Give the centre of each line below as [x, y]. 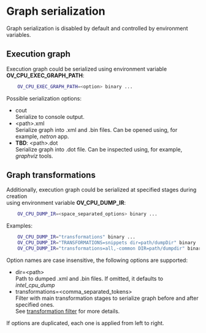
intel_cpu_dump [35, 285]
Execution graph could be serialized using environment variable [87, 69]
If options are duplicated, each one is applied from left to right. [85, 323]
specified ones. [35, 304]
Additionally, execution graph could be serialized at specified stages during [101, 190]
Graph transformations [51, 175]
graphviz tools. [34, 156]
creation [17, 196]
